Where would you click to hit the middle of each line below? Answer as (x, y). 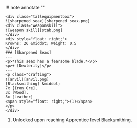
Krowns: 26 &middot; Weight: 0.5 (41, 43)
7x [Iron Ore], (21, 88)
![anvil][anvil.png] (27, 79)
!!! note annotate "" (25, 7)
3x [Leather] (19, 97)
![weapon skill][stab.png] (34, 30)
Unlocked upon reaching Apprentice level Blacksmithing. (72, 120)
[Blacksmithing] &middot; (33, 84)
